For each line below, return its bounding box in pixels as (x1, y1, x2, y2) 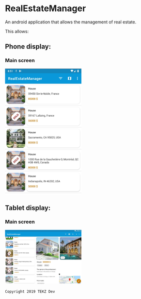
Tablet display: (5, 204, 51, 212)
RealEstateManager (5, 3, 86, 14)
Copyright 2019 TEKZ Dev (5, 289, 55, 294)
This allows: (5, 28, 29, 34)
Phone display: (5, 42, 51, 51)
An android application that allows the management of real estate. (5, 19, 137, 25)
